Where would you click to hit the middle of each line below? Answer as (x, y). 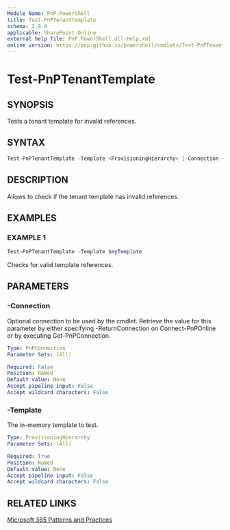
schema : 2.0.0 (27, 26)
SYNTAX (26, 142)
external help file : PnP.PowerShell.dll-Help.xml (79, 39)
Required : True (29, 456)
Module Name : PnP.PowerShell (49, 13)
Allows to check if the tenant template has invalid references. (93, 196)
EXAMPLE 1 (27, 238)
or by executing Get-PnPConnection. (59, 335)
